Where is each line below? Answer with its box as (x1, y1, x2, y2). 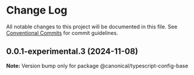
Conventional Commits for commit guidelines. (6, 29, 118, 36)
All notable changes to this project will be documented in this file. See (6, 23, 178, 30)
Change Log (6, 4, 67, 17)
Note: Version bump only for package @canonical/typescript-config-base (6, 62, 189, 69)
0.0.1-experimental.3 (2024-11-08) (6, 47, 138, 57)
